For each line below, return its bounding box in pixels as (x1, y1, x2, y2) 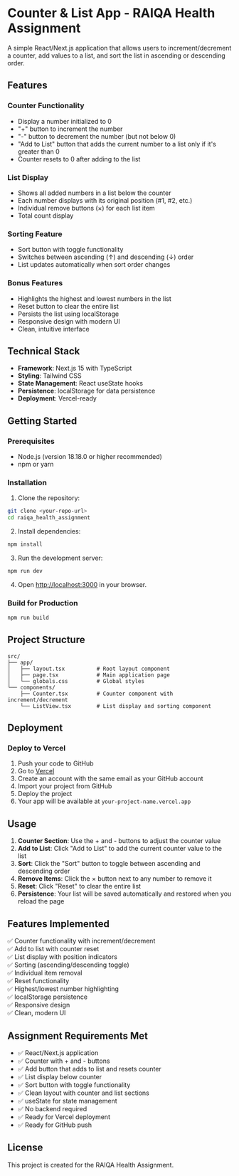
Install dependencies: (17, 527, 81, 536)
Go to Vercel (17, 767, 55, 775)
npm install (7, 541, 43, 549)
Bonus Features (7, 278, 63, 288)
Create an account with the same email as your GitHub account (17, 774, 204, 783)
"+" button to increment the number (17, 125, 123, 133)
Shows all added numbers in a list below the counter (17, 189, 171, 197)
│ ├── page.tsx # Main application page (7, 671, 171, 679)
